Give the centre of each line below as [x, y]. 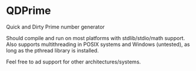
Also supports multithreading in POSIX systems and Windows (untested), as [98, 44]
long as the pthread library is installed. [52, 50]
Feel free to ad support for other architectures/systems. [74, 62]
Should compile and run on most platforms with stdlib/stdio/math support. [96, 38]
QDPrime [29, 11]
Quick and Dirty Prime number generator [55, 27]
